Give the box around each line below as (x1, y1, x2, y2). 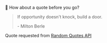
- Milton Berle (17, 23, 45, 29)
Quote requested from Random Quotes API (5, 33, 92, 38)
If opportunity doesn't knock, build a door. (17, 14, 103, 19)
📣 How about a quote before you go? (5, 5, 80, 10)
